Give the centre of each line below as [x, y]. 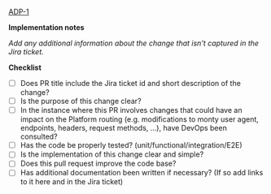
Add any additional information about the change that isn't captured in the [133, 43]
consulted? [39, 136]
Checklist [25, 67]
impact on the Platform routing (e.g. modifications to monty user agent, [139, 119]
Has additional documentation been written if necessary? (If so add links [142, 173]
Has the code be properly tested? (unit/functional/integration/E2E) [131, 145]
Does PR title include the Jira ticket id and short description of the [131, 83]
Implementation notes [46, 27]
